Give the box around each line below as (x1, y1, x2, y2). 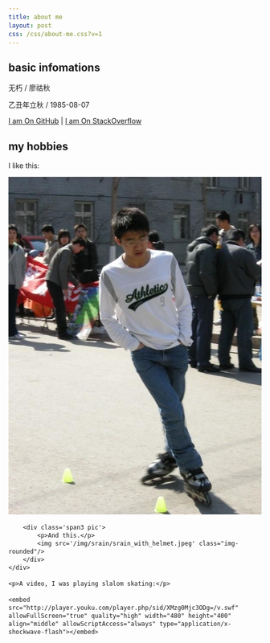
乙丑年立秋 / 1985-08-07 (8, 100, 90, 110)
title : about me (8, 13, 63, 21)
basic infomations (8, 60, 100, 74)
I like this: (8, 161, 40, 170)
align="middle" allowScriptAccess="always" (8, 620, 157, 628)
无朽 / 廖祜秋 (8, 83, 51, 92)
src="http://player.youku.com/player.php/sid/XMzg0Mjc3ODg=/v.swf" (8, 604, 239, 612)
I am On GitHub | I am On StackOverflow (8, 117, 142, 126)
